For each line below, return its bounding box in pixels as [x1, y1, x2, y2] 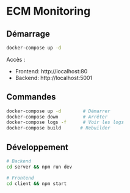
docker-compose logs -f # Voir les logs [6, 119, 124, 126]
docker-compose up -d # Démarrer [6, 108, 111, 114]
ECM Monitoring [6, 4, 91, 18]
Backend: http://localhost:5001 [15, 74, 93, 81]
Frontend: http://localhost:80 [15, 67, 88, 75]
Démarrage [6, 29, 50, 39]
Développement [6, 142, 69, 152]
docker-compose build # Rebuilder [6, 125, 111, 131]
